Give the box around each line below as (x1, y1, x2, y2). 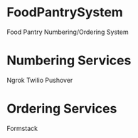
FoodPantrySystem (6, 4, 124, 21)
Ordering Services (6, 100, 117, 117)
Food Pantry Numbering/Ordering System (6, 28, 129, 36)
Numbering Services (6, 52, 132, 69)
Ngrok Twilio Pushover (6, 76, 73, 84)
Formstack (6, 124, 38, 132)
